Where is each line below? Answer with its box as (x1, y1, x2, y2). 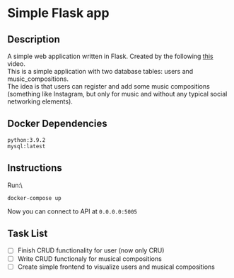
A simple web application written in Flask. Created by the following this (7, 52, 213, 60)
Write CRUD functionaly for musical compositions (17, 254, 163, 263)
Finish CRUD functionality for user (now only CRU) (17, 246, 165, 255)
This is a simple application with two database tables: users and (7, 67, 194, 75)
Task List (7, 228, 48, 240)
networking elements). (7, 97, 73, 106)
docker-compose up (7, 194, 62, 201)
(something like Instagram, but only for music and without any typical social (7, 90, 228, 98)
